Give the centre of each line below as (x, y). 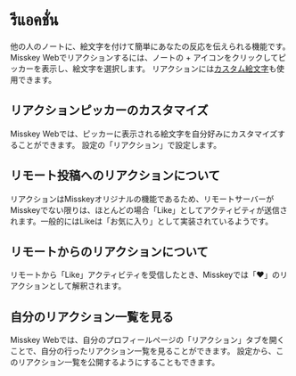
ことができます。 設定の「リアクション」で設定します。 (119, 144)
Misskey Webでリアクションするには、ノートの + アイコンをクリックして (144, 57)
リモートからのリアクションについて (109, 252)
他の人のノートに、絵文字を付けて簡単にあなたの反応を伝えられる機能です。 (150, 46)
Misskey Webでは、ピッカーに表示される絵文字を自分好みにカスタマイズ (144, 134)
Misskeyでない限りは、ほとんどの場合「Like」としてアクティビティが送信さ (149, 209)
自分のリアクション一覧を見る (92, 317)
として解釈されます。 (87, 286)
